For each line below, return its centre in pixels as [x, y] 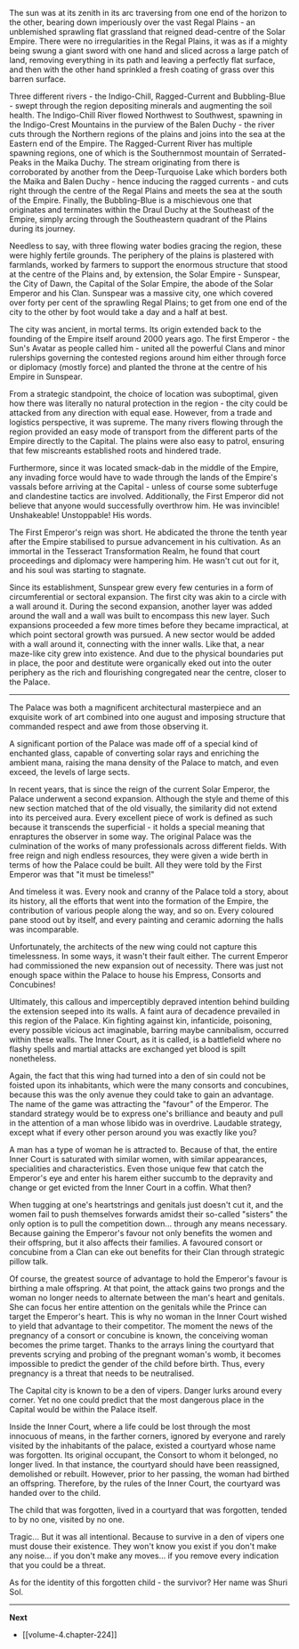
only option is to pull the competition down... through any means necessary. [148, 1224]
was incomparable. [44, 930]
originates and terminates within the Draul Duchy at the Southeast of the [141, 210]
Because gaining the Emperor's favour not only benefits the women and [141, 1233]
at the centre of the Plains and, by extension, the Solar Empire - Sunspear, [145, 274]
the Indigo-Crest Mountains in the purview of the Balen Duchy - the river [142, 125]
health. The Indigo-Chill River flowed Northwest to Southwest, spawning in [146, 115]
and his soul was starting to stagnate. [78, 570]
